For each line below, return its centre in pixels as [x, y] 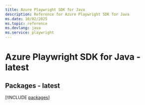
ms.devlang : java [23, 28]
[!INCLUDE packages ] [27, 97]
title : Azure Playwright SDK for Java [45, 10]
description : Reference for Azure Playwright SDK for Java [67, 14]
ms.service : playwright [30, 33]
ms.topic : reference [26, 23]
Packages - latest [33, 86]
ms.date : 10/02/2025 [26, 19]
